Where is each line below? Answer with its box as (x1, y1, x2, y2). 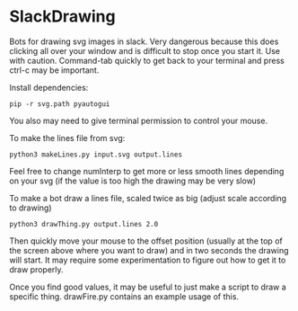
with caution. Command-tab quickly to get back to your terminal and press (9, 55, 285, 66)
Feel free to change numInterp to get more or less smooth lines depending (9, 165, 285, 176)
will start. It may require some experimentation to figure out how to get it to (9, 254, 286, 265)
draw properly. (9, 263, 65, 275)
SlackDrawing (9, 6, 116, 27)
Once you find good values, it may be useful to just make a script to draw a (9, 281, 287, 292)
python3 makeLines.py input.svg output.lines (9, 150, 182, 159)
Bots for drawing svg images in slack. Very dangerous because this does (9, 36, 279, 47)
